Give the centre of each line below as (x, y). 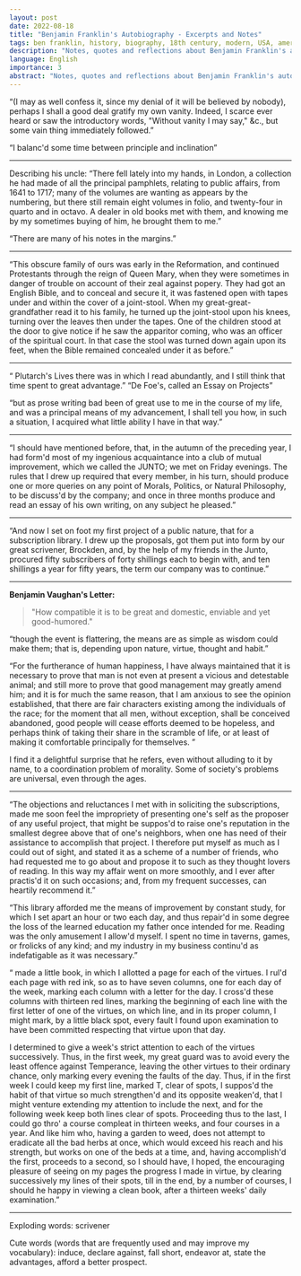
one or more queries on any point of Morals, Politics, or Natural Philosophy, (148, 485)
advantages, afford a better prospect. (78, 1262)
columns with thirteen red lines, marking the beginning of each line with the (149, 1001)
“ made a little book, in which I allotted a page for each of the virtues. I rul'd (148, 972)
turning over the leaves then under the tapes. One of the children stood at (145, 321)
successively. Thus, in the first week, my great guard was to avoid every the (150, 1056)
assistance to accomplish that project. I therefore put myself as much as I (145, 842)
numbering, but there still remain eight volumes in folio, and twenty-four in (146, 202)
